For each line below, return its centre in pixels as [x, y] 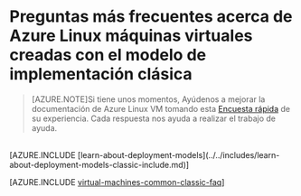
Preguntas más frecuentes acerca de [151, 17]
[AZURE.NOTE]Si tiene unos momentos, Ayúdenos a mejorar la [148, 99]
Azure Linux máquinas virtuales [131, 36]
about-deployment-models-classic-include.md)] [99, 164]
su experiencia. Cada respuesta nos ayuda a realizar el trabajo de [153, 118]
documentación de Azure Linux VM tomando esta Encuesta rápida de [161, 108]
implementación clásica [101, 75]
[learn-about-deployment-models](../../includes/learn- [179, 154]
